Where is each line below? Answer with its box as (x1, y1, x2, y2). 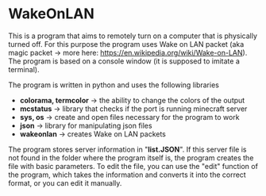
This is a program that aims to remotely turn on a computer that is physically (8, 31, 258, 40)
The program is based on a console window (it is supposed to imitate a (8, 56, 240, 66)
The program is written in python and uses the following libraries (8, 80, 220, 90)
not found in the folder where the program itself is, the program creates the (8, 152, 254, 163)
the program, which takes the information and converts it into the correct (8, 170, 246, 179)
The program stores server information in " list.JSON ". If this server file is (8, 144, 247, 154)
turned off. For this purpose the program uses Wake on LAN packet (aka (8, 39, 245, 48)
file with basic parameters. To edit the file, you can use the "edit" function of (8, 161, 258, 171)
